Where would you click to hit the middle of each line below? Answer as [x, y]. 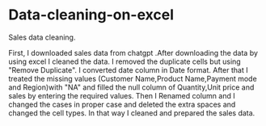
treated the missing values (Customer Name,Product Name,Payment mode [133, 78]
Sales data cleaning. [42, 37]
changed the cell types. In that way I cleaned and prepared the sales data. [132, 113]
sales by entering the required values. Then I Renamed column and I [122, 95]
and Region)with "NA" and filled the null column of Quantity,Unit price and [131, 87]
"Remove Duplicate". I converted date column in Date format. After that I [128, 69]
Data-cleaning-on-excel [91, 15]
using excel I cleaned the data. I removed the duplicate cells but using [125, 61]
